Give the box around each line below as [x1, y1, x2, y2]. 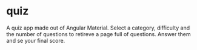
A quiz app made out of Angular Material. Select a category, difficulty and [6, 24, 190, 31]
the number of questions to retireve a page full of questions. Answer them [6, 30, 191, 37]
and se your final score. [6, 37, 65, 44]
